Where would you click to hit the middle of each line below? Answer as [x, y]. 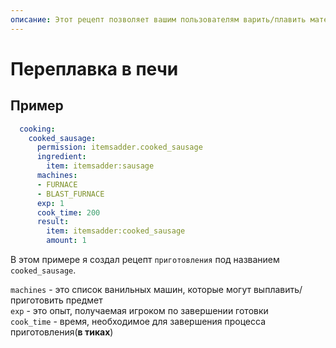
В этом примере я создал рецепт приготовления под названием [145, 259]
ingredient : [61, 157]
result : [53, 222]
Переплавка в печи [94, 68]
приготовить [37, 300]
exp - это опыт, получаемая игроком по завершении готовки [139, 310]
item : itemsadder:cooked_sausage [116, 231]
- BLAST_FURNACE [70, 194]
